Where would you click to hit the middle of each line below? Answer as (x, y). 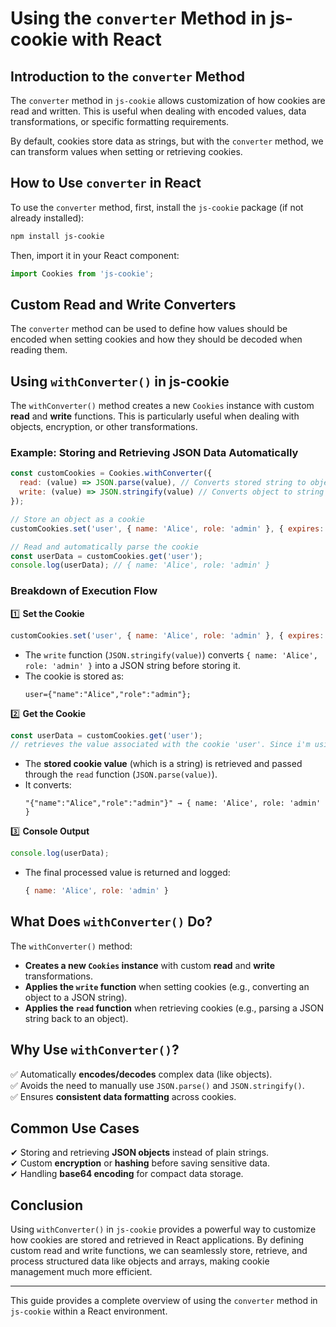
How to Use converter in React (106, 183)
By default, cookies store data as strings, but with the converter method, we (167, 141)
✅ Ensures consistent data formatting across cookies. (123, 1096)
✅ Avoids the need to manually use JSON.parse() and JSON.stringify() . (157, 1085)
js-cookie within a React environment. (89, 1311)
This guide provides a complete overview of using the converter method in (164, 1301)
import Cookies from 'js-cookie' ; (82, 273)
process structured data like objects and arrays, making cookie (140, 1261)
